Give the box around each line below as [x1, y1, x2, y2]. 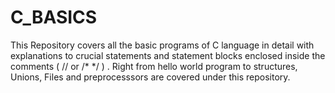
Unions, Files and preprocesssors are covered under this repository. [10, 71, 291, 83]
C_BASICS [10, 6, 98, 29]
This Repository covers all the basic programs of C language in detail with [10, 39, 315, 51]
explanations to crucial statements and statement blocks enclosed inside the [10, 49, 326, 61]
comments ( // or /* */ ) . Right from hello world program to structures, [10, 60, 298, 72]
